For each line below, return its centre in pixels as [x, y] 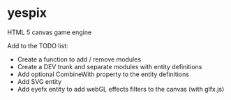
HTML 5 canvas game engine [50, 32]
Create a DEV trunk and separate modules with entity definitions [110, 66]
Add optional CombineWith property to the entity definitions [103, 74]
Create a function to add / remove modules [79, 59]
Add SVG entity [39, 81]
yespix [27, 13]
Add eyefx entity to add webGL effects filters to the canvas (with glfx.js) [121, 89]
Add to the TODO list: [38, 45]
